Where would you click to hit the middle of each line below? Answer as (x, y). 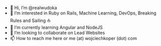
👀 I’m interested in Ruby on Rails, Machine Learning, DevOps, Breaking (83, 13)
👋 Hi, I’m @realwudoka (33, 8)
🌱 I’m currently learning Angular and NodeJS (56, 27)
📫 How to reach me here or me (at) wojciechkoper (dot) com (73, 38)
